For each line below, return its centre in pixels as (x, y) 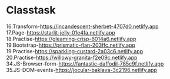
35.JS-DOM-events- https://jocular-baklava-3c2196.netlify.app (82, 70)
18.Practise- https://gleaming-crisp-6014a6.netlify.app (71, 39)
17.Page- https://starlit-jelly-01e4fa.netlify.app (61, 32)
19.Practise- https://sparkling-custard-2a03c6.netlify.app (74, 51)
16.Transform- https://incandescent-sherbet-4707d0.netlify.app (82, 26)
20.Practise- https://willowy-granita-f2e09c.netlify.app (72, 57)
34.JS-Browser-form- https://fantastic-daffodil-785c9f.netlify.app (85, 63)
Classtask (31, 10)
